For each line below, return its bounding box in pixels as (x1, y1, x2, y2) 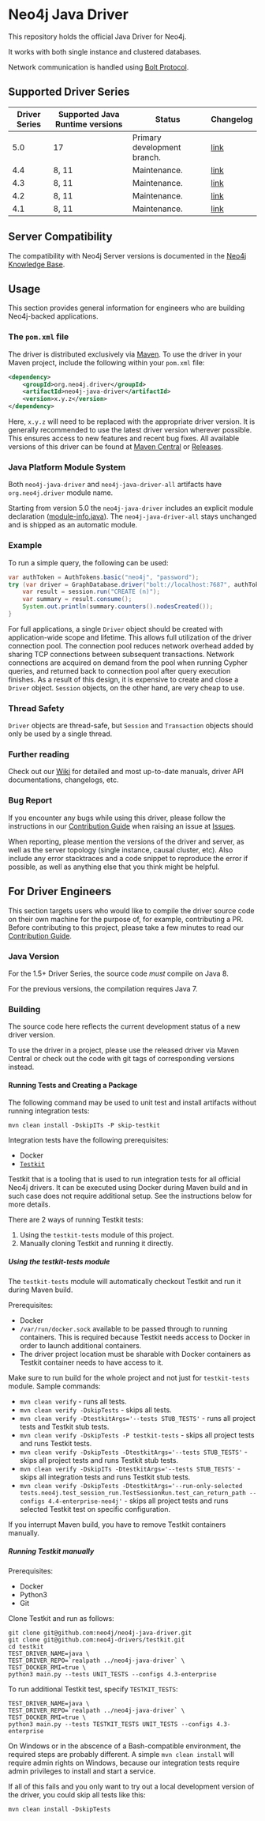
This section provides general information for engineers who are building (8, 303, 245, 313)
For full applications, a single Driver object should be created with (8, 624, 223, 633)
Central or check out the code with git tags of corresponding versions (8, 1054, 235, 1064)
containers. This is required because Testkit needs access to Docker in (19, 1332, 251, 1342)
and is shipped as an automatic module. (8, 520, 138, 530)
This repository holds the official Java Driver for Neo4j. (8, 32, 187, 41)
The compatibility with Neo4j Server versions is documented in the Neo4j (8, 251, 247, 260)
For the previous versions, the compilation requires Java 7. (8, 984, 198, 993)
